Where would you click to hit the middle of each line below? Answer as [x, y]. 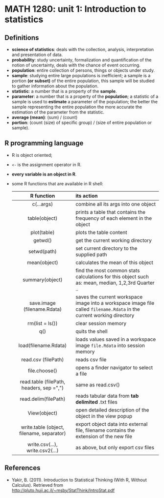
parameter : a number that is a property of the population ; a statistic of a [85, 96]
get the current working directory [114, 240]
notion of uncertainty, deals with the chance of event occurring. [76, 65]
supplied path [91, 254]
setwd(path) [42, 251]
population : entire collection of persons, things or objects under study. [83, 70]
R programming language [44, 143]
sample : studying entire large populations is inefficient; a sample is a [81, 75]
